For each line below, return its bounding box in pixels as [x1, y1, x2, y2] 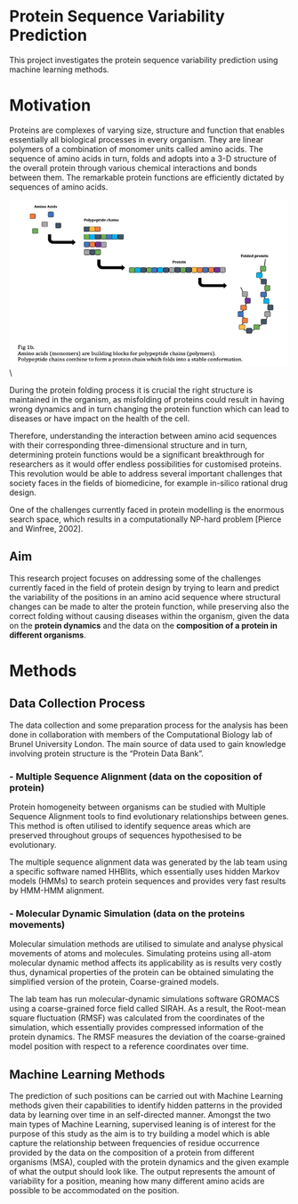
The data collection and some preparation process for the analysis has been [9, 720, 289, 730]
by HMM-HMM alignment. [9, 884, 105, 896]
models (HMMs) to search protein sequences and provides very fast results [9, 875, 286, 886]
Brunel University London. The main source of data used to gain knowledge [9, 738, 286, 749]
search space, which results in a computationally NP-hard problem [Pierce [9, 514, 282, 525]
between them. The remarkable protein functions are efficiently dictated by [9, 172, 285, 183]
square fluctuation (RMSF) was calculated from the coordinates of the [9, 1013, 265, 1023]
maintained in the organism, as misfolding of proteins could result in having [9, 394, 285, 404]
